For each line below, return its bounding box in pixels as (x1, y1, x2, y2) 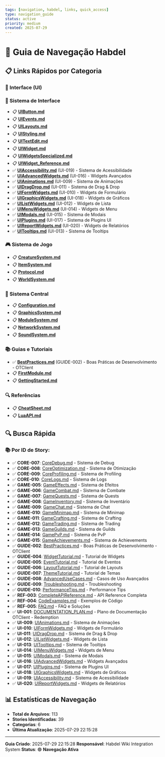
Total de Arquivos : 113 (12, 711, 58, 717)
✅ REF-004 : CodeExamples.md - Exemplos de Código (12, 598, 123, 604)
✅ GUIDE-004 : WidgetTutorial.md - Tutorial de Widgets (12, 553, 125, 559)
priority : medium (5, 21, 41, 26)
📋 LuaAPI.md (12, 412, 41, 418)
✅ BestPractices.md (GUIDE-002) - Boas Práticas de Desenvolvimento (12, 359, 157, 365)
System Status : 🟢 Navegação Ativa (5, 746, 79, 752)
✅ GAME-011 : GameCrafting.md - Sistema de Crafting (12, 515, 122, 521)
